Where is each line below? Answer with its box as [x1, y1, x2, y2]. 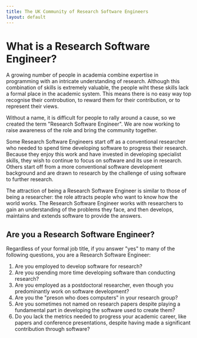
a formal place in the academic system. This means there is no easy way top [6, 90, 192, 97]
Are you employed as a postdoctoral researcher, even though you [14, 281, 173, 289]
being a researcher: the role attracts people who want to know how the [6, 193, 178, 201]
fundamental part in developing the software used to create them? [14, 307, 175, 314]
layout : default [6, 14, 46, 20]
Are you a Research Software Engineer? [6, 229, 155, 239]
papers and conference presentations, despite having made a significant [14, 319, 191, 326]
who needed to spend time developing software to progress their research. [6, 145, 188, 152]
